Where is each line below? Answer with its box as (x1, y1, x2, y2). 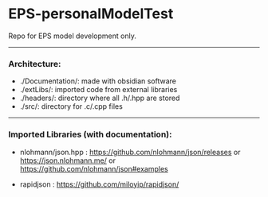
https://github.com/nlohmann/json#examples (19, 164, 169, 173)
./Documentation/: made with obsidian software (19, 76, 177, 86)
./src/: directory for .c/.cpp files (19, 102, 124, 111)
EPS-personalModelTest (8, 5, 174, 23)
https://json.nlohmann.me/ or (19, 156, 116, 165)
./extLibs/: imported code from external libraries (19, 85, 178, 95)
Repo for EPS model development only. (8, 31, 137, 41)
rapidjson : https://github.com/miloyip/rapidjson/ (19, 180, 179, 189)
